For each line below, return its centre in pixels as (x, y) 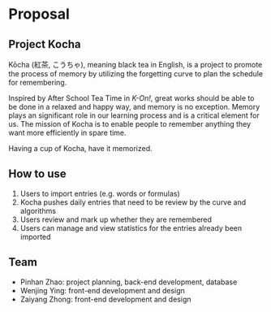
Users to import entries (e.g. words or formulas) (100, 193)
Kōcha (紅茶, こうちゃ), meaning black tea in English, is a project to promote (135, 65)
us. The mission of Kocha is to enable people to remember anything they (130, 124)
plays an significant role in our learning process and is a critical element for (134, 115)
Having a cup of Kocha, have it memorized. (80, 148)
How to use (37, 174)
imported (35, 236)
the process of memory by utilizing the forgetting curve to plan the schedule (136, 74)
